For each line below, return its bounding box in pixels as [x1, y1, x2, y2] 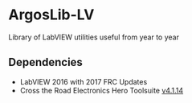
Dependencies [8, 56, 83, 69]
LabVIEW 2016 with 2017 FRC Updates [19, 76, 148, 86]
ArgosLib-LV [8, 6, 95, 24]
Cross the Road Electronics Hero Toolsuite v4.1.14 [19, 85, 183, 95]
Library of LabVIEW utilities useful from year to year [8, 32, 179, 42]
